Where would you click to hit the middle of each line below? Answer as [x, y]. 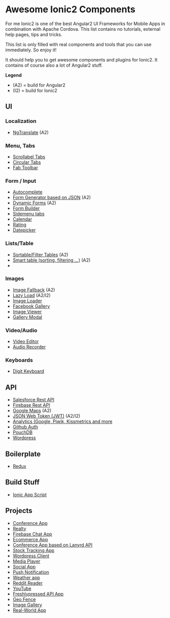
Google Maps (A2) [32, 411]
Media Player [27, 561]
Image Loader [27, 301]
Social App [24, 566]
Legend [14, 75]
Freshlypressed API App [38, 594]
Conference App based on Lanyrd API [53, 545]
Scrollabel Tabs [29, 157]
